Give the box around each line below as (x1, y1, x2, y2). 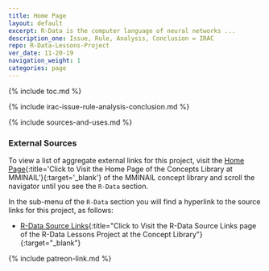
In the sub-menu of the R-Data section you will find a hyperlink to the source (8, 197, 261, 207)
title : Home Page (8, 11, 67, 20)
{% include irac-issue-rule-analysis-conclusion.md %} (8, 101, 190, 111)
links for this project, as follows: (8, 206, 114, 216)
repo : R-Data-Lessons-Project (8, 42, 110, 50)
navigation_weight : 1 (8, 57, 81, 65)
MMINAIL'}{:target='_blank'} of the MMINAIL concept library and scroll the (8, 173, 255, 183)
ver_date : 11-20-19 (8, 49, 74, 57)
